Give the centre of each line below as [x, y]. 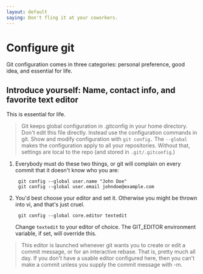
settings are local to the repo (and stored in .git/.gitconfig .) [98, 152]
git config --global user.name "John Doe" [73, 181]
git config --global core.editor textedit [73, 216]
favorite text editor [43, 100]
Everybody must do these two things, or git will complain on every [98, 164]
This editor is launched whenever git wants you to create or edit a [103, 245]
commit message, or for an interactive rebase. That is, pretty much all [108, 252]
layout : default [27, 12]
